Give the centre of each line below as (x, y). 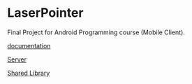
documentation (29, 45)
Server (17, 59)
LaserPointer (45, 13)
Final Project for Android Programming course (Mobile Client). (96, 32)
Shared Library (29, 73)
